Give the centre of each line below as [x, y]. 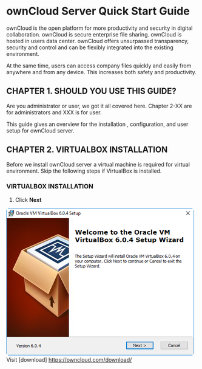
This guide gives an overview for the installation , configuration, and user [97, 124]
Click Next [28, 199]
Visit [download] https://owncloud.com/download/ [69, 359]
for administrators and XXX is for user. [54, 112]
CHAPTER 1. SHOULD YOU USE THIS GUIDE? [92, 91]
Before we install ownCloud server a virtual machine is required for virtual [98, 164]
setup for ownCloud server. [40, 130]
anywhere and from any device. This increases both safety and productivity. [102, 72]
